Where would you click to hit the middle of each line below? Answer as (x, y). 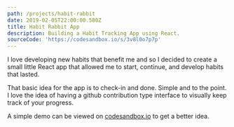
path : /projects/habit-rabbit (51, 14)
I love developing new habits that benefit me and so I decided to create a (112, 59)
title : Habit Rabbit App (43, 27)
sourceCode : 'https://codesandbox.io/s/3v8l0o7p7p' (84, 40)
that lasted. (23, 75)
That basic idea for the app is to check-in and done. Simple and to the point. (117, 88)
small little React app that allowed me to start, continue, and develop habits (116, 67)
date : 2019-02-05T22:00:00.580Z (54, 20)
